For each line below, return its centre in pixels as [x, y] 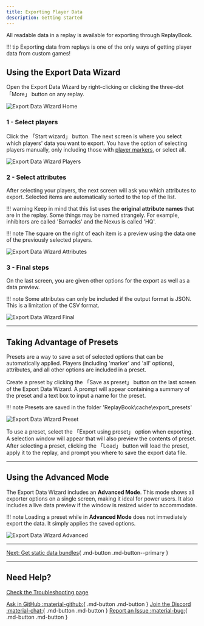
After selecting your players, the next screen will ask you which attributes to [101, 190]
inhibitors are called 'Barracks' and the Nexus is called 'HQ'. [81, 221]
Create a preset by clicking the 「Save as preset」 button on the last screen [101, 382]
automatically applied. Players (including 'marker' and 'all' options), [90, 364]
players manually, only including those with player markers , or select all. [96, 149]
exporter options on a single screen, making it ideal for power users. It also [100, 498]
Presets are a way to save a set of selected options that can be [85, 357]
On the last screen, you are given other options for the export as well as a [98, 281]
